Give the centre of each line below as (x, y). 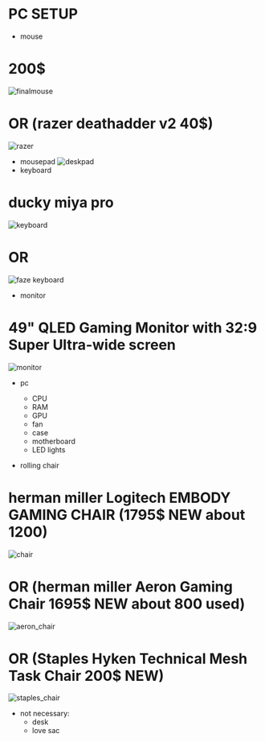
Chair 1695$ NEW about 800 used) (127, 604)
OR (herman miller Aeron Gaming (120, 586)
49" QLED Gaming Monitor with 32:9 (133, 328)
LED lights (49, 449)
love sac (46, 731)
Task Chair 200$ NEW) (86, 676)
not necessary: (45, 714)
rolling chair (39, 465)
